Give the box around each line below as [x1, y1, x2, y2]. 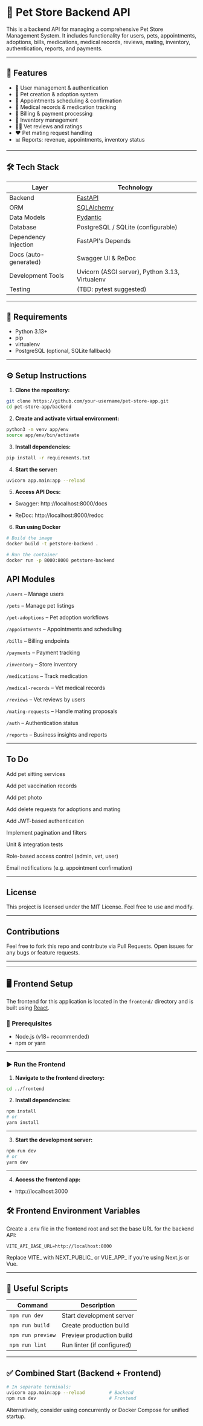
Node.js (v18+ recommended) [14, 1033, 89, 1040]
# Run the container [6, 552, 59, 558]
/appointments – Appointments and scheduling [6, 625, 122, 632]
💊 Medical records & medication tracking [14, 103, 117, 111]
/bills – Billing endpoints [6, 637, 69, 644]
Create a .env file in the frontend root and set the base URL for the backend [6, 1225, 195, 1232]
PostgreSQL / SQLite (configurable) [76, 223, 178, 231]
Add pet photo [6, 793, 42, 801]
